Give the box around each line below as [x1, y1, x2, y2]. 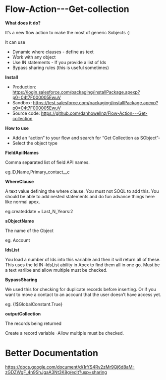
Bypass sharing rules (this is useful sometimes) [12, 65, 109, 71]
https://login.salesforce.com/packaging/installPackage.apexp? [12, 89, 140, 95]
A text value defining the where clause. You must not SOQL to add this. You [5, 188, 159, 194]
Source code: [12, 110, 40, 116]
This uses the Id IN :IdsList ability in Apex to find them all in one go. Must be [5, 262, 160, 268]
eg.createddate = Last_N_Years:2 [5, 208, 73, 214]
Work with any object [12, 54, 56, 60]
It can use [5, 39, 26, 45]
